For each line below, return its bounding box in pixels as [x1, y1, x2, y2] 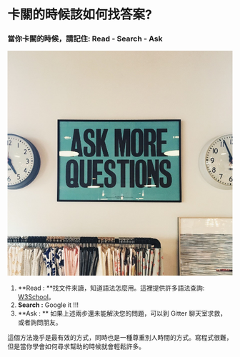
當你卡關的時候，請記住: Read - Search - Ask [7, 34, 163, 44]
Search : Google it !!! [17, 301, 79, 309]
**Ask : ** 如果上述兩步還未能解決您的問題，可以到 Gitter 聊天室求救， [17, 308, 227, 318]
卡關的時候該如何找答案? [7, 6, 152, 23]
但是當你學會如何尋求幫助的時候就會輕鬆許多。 [7, 342, 145, 351]
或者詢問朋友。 [17, 318, 62, 326]
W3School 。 [17, 292, 55, 301]
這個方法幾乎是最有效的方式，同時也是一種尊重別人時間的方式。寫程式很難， [7, 333, 233, 341]
